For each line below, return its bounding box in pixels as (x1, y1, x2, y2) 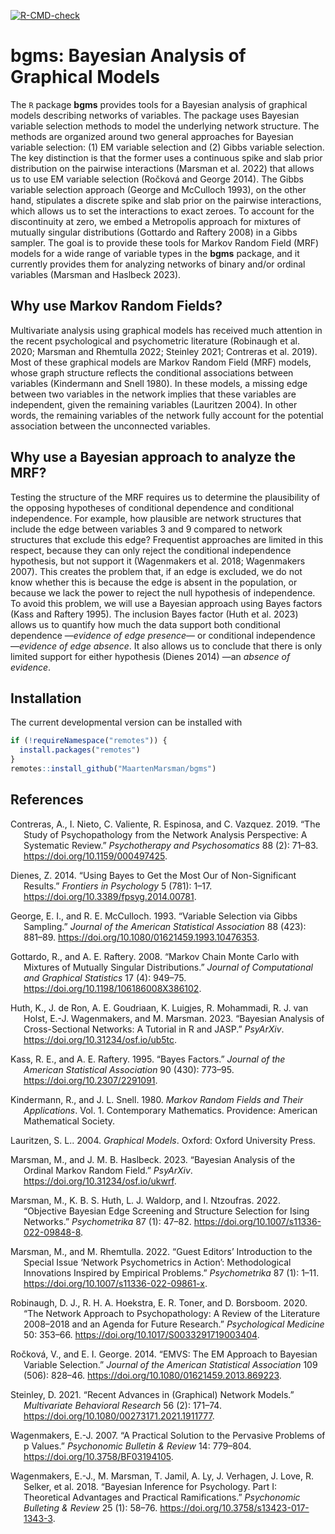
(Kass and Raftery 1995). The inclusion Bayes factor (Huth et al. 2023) (10, 608, 299, 620)
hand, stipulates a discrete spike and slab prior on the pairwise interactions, (10, 194, 322, 206)
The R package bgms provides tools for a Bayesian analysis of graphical (10, 98, 308, 110)
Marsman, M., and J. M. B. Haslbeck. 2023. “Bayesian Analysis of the (10, 1153, 296, 1165)
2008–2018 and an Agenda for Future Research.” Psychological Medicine (23, 1318, 325, 1330)
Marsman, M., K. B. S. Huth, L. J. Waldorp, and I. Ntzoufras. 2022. (10, 1194, 281, 1206)
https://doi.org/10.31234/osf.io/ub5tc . (23, 1033, 178, 1045)
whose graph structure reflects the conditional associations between (10, 366, 294, 379)
